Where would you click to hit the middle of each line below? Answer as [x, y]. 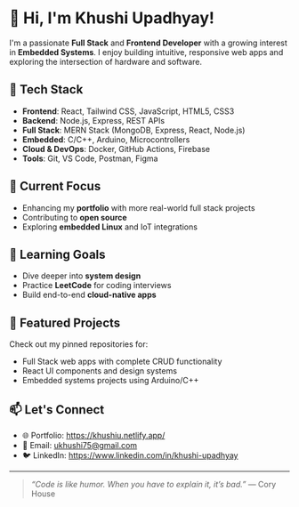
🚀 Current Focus [55, 186]
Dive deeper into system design [81, 276]
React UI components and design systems [100, 371]
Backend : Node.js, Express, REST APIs [93, 120]
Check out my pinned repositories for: [79, 344]
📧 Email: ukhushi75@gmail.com [80, 445]
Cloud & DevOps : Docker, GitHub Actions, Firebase [116, 149]
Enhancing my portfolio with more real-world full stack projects [138, 207]
